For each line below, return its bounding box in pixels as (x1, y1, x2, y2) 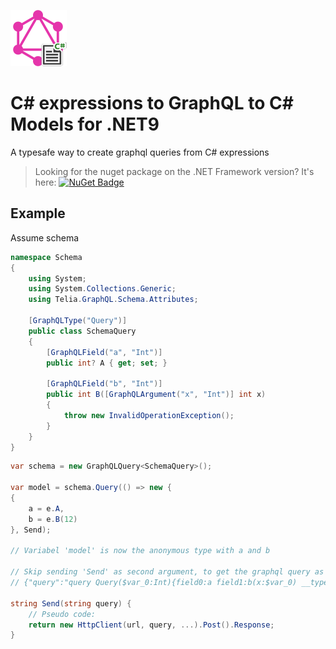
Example (10, 205, 66, 222)
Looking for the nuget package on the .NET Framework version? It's (34, 165, 315, 177)
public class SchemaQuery (28, 326, 137, 336)
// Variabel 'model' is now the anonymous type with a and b (10, 546, 271, 556)
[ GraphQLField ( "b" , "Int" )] (46, 379, 163, 389)
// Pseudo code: (28, 609, 97, 619)
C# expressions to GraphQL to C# (10, 92, 294, 115)
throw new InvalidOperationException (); (63, 410, 235, 420)
